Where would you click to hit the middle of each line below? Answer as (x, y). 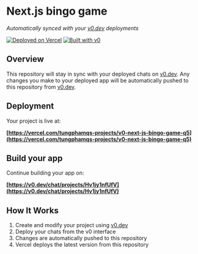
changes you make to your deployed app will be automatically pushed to (97, 80)
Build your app (35, 158)
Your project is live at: (34, 121)
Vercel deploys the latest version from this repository (82, 245)
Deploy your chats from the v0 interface (65, 232)
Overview (25, 59)
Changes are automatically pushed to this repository (81, 238)
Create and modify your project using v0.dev (71, 225)
